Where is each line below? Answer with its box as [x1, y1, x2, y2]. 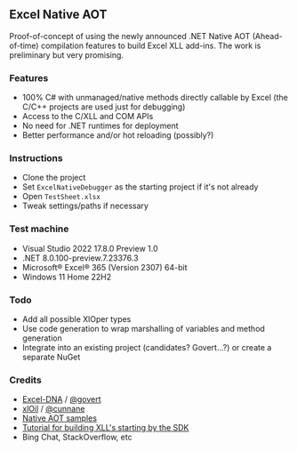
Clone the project [21, 173, 86, 183]
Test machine [9, 222, 69, 235]
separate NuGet [21, 351, 81, 362]
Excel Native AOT [9, 7, 108, 22]
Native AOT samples [21, 413, 98, 423]
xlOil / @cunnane [21, 404, 85, 415]
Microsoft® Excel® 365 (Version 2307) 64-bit [21, 262, 189, 272]
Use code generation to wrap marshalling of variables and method [21, 324, 265, 334]
